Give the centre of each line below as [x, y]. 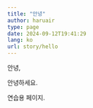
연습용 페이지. [26, 97]
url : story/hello [33, 47]
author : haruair [31, 20]
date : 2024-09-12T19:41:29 [47, 34]
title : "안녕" [26, 14]
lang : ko [20, 40]
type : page [23, 27]
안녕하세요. [23, 83]
